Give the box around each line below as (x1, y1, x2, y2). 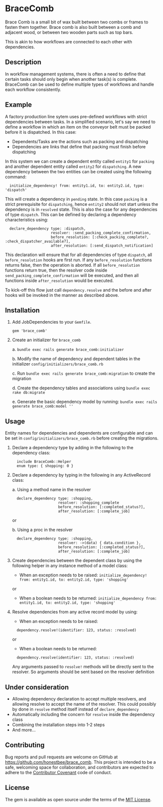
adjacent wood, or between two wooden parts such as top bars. (5, 29, 133, 35)
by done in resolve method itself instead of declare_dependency (12, 706, 139, 712)
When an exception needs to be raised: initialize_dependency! (19, 572, 147, 578)
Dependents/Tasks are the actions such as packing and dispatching (12, 138, 148, 144)
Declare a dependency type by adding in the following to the (12, 445, 134, 451)
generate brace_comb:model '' (12, 404, 74, 409)
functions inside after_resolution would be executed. (5, 277, 114, 283)
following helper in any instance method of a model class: (12, 563, 128, 569)
